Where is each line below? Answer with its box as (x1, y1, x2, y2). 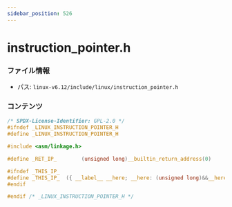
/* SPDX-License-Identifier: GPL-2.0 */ (7, 118, 126, 125)
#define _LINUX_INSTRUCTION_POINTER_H (7, 130, 119, 138)
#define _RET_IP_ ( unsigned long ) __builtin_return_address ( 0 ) (7, 155, 212, 162)
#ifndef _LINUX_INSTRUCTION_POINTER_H (7, 124, 119, 131)
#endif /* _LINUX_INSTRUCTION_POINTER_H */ (7, 193, 135, 200)
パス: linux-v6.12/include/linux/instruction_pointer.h (17, 83, 179, 91)
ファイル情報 (7, 66, 50, 75)
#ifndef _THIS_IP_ (7, 168, 60, 175)
